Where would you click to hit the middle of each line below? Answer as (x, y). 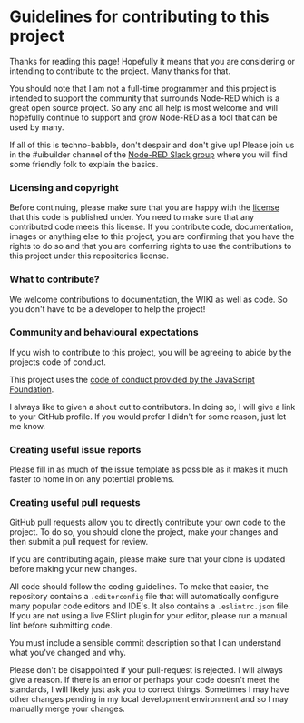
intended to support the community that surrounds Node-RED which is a (145, 98)
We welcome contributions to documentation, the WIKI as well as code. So (148, 299)
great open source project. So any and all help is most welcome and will (144, 107)
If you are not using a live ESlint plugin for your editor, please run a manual (148, 616)
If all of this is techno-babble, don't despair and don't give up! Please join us (152, 145)
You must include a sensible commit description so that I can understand (146, 643)
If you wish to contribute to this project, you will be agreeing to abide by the (151, 352)
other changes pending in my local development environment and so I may (149, 699)
